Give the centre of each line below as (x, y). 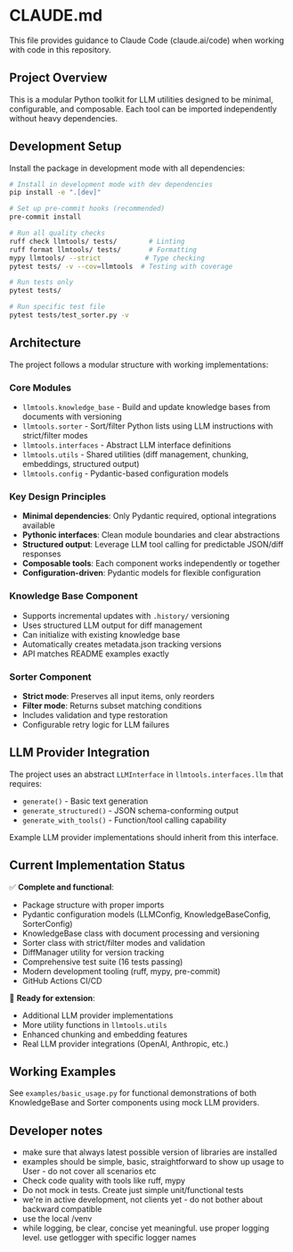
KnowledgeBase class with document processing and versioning (141, 933)
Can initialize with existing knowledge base (101, 634)
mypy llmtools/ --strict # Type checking (107, 258)
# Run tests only (41, 282)
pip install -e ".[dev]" (55, 193)
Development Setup (65, 147)
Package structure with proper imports (93, 905)
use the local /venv (57, 1219)
